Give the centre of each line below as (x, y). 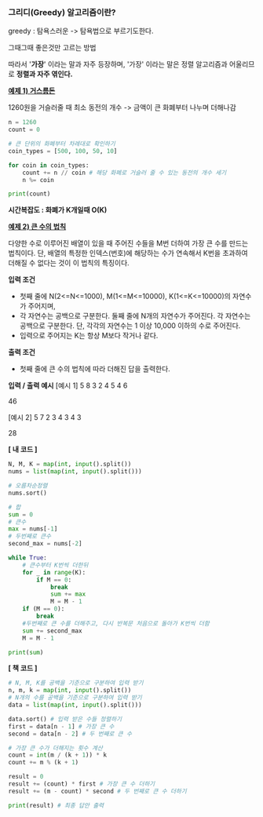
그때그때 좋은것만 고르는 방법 (52, 48)
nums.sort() (27, 493)
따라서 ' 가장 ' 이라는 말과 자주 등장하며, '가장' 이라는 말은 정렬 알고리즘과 (118, 64)
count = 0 (24, 130)
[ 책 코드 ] (23, 668)
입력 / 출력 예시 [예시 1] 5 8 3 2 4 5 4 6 (68, 385)
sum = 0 (21, 514)
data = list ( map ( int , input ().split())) (75, 705)
